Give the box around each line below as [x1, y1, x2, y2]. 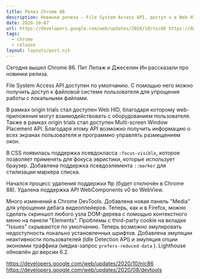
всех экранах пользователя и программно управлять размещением [6, 131, 180, 138]
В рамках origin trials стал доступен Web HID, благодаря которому [6, 106, 176, 113]
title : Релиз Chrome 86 [6, 8, 65, 15]
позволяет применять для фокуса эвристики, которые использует [6, 156, 175, 163]
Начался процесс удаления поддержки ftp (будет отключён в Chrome [6, 179, 185, 187]
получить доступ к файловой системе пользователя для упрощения [6, 88, 180, 95]
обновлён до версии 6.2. [6, 248, 70, 255]
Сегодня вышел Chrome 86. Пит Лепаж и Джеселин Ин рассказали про [6, 64, 189, 71]
